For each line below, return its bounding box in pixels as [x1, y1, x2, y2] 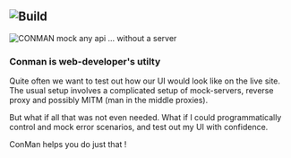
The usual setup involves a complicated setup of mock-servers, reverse [9, 85, 274, 96]
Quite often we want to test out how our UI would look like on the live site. [9, 75, 280, 86]
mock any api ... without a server [56, 32, 177, 43]
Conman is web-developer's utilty [9, 55, 161, 67]
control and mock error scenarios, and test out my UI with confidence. [9, 122, 269, 133]
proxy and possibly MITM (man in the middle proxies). [9, 95, 209, 106]
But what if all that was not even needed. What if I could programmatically [9, 112, 282, 123]
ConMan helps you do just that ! [9, 139, 127, 150]
